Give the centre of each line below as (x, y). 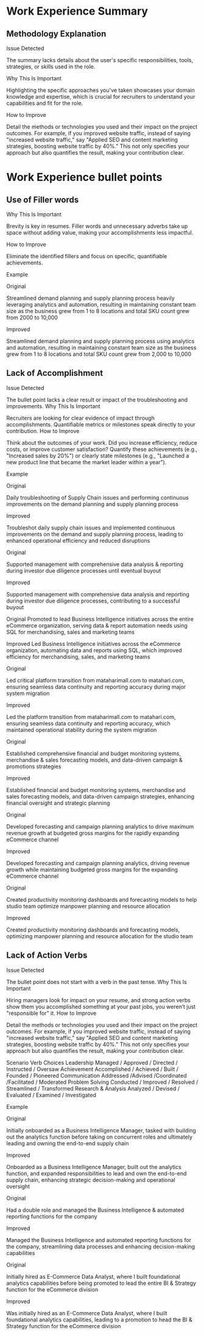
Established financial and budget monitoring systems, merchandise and (96, 790)
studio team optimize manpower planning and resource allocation (88, 906)
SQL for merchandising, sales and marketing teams (71, 632)
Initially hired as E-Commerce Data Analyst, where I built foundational (93, 1276)
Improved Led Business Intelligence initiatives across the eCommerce (93, 643)
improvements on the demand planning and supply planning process (92, 504)
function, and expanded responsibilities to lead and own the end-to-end (97, 1173)
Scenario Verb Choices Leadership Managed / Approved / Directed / (92, 1062)
